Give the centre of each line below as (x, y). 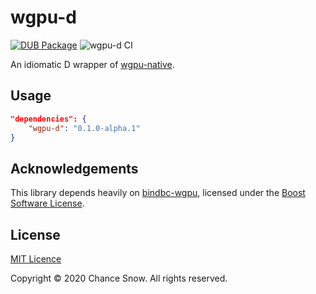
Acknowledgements (74, 168)
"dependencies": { (48, 119)
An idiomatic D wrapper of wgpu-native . (92, 64)
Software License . (47, 203)
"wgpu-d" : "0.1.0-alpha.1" (84, 128)
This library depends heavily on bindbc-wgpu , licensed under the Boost (158, 193)
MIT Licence (36, 259)
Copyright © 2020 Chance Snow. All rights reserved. (119, 278)
